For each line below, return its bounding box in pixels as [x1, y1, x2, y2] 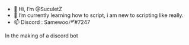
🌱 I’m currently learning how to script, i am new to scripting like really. [13, 12, 184, 19]
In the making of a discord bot [5, 32, 79, 39]
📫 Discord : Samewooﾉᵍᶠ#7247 [13, 19, 91, 26]
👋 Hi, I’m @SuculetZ [13, 6, 63, 12]
